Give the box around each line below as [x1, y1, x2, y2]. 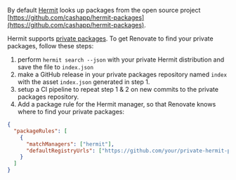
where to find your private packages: [17, 108, 125, 116]
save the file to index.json [17, 63, 93, 71]
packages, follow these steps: [7, 42, 94, 50]
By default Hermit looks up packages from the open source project [7, 6, 201, 14]
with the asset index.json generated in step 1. [17, 78, 150, 86]
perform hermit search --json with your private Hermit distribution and [17, 55, 225, 64]
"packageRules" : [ [13, 127, 68, 134]
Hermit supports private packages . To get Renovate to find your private [7, 34, 214, 43]
